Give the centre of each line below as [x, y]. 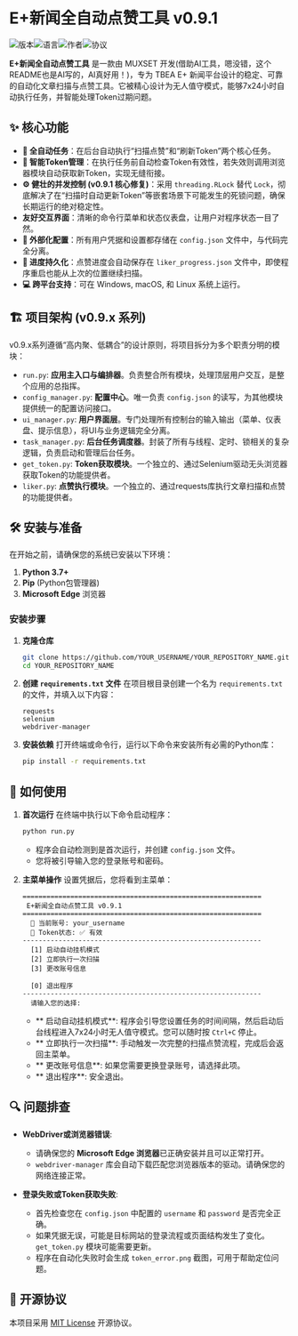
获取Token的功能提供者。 [68, 475]
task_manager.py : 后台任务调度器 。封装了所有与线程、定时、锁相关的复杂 [156, 441]
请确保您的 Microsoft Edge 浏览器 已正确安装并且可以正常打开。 [152, 1153]
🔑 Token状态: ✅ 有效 [67, 932]
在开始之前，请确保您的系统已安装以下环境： [91, 555]
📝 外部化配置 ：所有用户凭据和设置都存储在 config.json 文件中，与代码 [151, 239]
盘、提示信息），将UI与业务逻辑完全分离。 [98, 430]
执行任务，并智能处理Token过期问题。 [87, 97]
